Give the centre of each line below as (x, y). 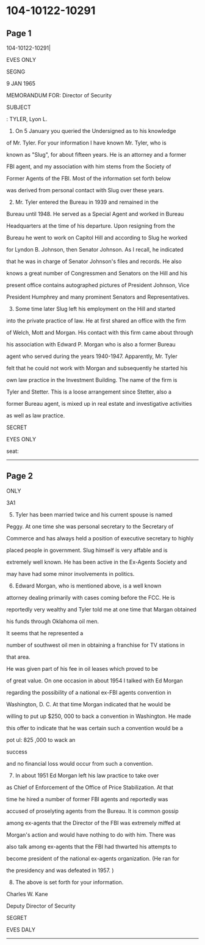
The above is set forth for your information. (69, 882)
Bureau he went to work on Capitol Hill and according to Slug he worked (97, 237)
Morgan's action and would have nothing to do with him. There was (91, 835)
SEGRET (17, 917)
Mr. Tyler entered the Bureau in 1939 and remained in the (87, 202)
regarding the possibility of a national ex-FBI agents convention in (89, 692)
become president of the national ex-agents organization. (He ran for (93, 858)
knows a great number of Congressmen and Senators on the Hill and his (97, 273)
